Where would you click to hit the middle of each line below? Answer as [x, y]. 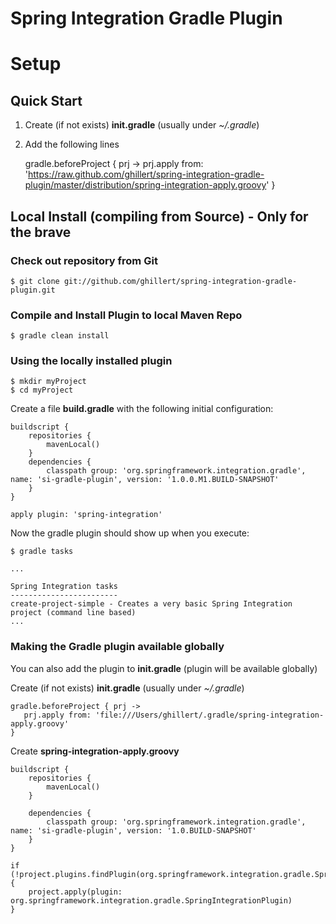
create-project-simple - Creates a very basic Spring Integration [151, 604]
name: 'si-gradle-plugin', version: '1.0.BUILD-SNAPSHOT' [133, 830]
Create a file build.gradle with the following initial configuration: [142, 409]
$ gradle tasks [42, 552]
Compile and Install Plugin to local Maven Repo [126, 315]
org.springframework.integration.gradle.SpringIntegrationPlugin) [151, 900]
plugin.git [33, 290]
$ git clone [35, 281]
